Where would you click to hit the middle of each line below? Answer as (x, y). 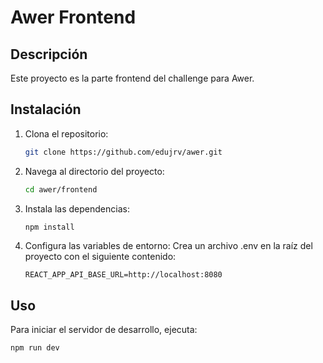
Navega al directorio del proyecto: (94, 171)
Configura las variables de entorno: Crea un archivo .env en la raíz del (168, 246)
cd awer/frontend (61, 189)
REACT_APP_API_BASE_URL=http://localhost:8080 (123, 275)
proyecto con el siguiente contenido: (100, 257)
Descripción (49, 54)
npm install (49, 227)
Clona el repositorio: (66, 133)
